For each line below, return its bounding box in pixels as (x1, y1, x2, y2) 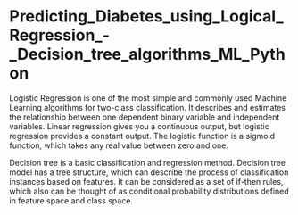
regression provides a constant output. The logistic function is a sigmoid (9, 130, 275, 141)
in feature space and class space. (9, 194, 134, 206)
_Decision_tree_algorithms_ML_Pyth (9, 45, 286, 64)
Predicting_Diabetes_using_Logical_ (9, 6, 284, 27)
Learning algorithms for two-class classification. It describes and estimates (9, 102, 286, 112)
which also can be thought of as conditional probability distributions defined (9, 186, 290, 196)
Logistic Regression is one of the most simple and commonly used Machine (9, 92, 287, 103)
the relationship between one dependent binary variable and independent (9, 112, 280, 122)
